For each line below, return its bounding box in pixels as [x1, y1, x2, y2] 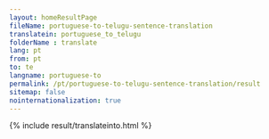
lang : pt [9, 46, 42, 55]
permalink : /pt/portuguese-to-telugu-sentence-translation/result [9, 79, 261, 88]
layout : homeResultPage [9, 12, 98, 22]
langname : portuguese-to [9, 71, 102, 80]
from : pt [9, 54, 42, 63]
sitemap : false [9, 87, 66, 96]
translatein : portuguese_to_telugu [9, 29, 142, 38]
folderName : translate [9, 37, 98, 47]
